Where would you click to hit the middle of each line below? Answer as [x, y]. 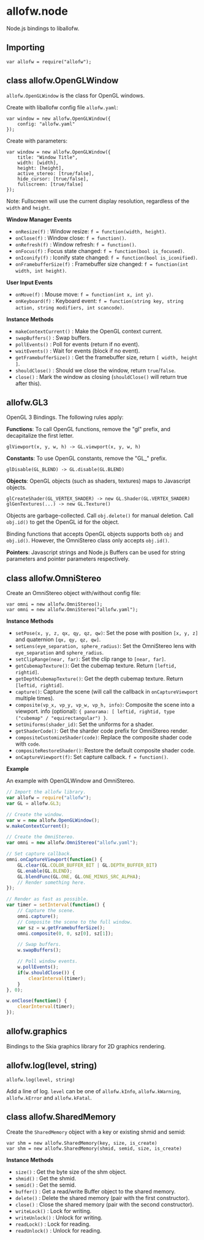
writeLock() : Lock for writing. [53, 1211]
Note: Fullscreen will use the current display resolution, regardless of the [98, 201]
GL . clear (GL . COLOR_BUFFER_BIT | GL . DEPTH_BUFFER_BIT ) [87, 865]
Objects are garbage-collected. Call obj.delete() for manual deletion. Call [100, 516]
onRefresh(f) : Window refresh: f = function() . [76, 244]
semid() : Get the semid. [46, 1185]
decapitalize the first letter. [40, 436]
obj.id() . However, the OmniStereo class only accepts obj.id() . [88, 540]
